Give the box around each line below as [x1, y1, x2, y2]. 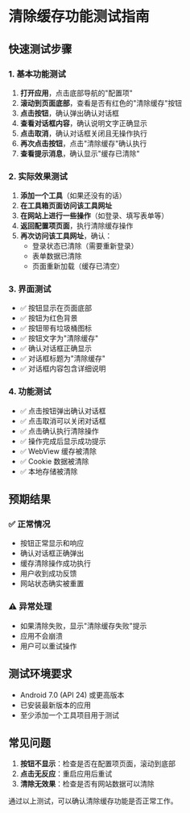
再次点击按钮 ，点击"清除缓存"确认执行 [19, 138, 147, 148]
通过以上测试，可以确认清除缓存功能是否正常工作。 [8, 796, 178, 806]
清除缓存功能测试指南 [8, 7, 151, 26]
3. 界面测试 [8, 283, 52, 295]
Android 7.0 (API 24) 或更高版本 [19, 689, 125, 699]
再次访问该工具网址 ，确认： [19, 231, 113, 241]
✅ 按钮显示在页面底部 [19, 304, 93, 313]
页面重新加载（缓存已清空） [31, 262, 125, 271]
